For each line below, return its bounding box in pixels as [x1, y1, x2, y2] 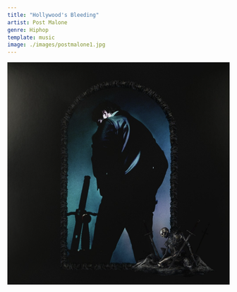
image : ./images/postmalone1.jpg [7, 41, 106, 49]
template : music [7, 34, 55, 41]
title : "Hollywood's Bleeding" [7, 11, 99, 18]
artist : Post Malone [7, 18, 68, 26]
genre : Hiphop [7, 26, 49, 33]
